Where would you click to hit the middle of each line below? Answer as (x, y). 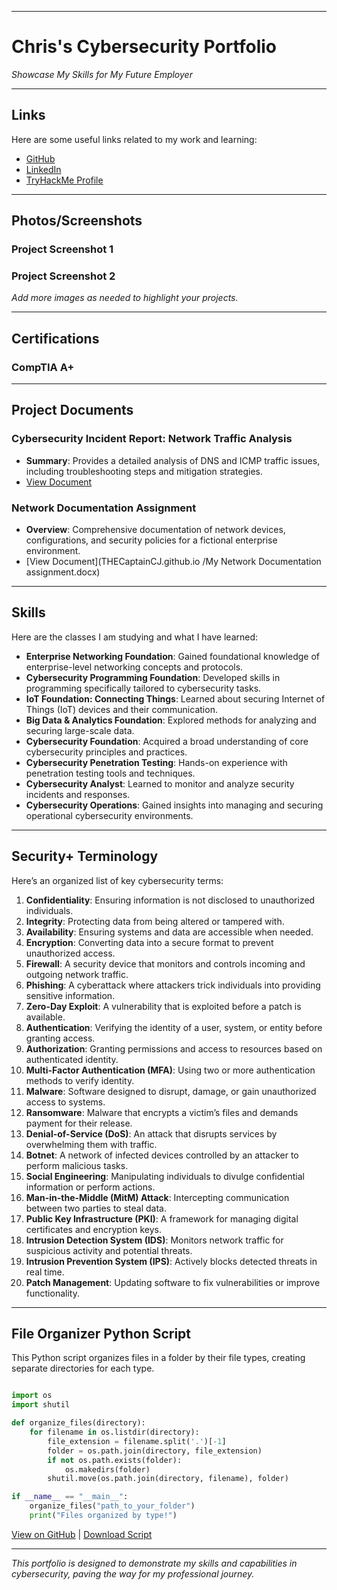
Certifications (55, 338)
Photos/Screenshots (77, 221)
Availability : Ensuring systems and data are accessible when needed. (169, 932)
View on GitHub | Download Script (82, 1534)
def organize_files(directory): (78, 1423)
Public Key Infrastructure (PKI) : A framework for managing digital (162, 1218)
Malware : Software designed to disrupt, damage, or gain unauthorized (171, 1091)
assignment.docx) (63, 572)
